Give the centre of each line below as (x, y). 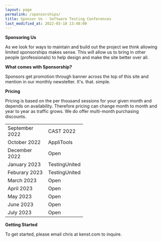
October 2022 (24, 142)
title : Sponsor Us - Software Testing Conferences (58, 19)
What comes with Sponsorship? (39, 67)
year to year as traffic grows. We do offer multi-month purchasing (72, 111)
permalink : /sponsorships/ (33, 14)
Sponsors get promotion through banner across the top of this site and (77, 76)
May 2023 (20, 197)
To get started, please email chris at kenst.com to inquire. (63, 234)
